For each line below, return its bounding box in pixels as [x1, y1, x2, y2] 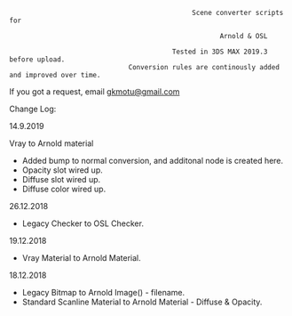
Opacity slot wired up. [21, 165, 104, 175]
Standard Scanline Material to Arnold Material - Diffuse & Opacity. [21, 296, 263, 307]
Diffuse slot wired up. [21, 174, 101, 184]
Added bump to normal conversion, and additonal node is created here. [21, 156, 284, 166]
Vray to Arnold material [9, 138, 94, 149]
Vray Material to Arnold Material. [21, 253, 141, 263]
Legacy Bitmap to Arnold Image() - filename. [21, 288, 185, 297]
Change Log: [9, 103, 57, 114]
